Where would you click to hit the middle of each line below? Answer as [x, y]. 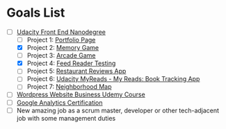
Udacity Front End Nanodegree [61, 32]
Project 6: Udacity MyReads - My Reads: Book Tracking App [113, 79]
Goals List [36, 13]
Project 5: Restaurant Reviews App [76, 71]
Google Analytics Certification [59, 103]
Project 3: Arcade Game [61, 55]
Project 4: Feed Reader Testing [71, 63]
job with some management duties [66, 118]
